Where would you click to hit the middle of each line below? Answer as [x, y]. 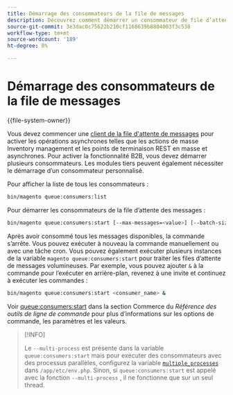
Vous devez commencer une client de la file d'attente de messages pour [111, 133]
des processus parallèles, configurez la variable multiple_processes [121, 362]
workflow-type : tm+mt [38, 33]
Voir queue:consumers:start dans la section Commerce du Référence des [112, 306]
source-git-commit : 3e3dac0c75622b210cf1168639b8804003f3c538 [99, 26]
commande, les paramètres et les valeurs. [67, 321]
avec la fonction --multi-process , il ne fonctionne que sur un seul [119, 377]
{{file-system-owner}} [39, 120]
